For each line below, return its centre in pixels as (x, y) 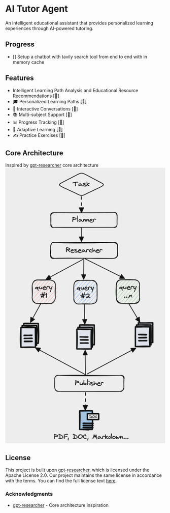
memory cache (28, 62)
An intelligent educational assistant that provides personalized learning (79, 23)
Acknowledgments (29, 494)
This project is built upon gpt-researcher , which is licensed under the (77, 470)
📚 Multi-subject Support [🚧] (42, 115)
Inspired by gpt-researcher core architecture (52, 165)
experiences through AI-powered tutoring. (49, 28)
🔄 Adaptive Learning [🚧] (38, 129)
